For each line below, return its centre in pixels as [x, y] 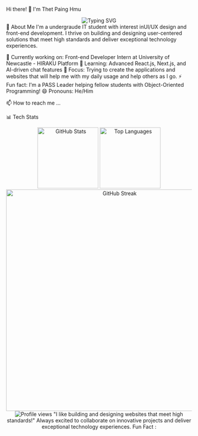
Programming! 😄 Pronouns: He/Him [49, 91]
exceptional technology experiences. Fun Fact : [99, 427]
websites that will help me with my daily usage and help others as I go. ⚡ [94, 76]
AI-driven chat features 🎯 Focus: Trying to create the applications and [91, 70]
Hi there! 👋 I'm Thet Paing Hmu [44, 9]
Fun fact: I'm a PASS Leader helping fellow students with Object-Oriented [95, 85]
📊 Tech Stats [22, 117]
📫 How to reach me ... [33, 103]
